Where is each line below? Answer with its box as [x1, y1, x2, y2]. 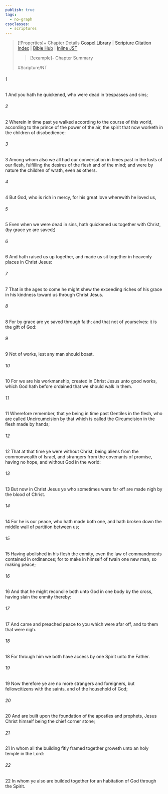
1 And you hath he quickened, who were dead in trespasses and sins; [5, 91, 148, 98]
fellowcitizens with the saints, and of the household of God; [5, 685, 128, 691]
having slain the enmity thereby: [5, 594, 72, 600]
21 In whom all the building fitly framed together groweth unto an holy [5, 745, 149, 751]
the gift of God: [5, 324, 37, 330]
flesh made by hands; [5, 421, 50, 427]
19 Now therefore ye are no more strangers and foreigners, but [5, 680, 135, 686]
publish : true [5, 7, 35, 13]
